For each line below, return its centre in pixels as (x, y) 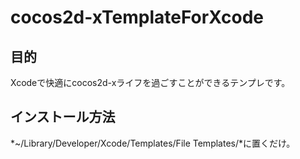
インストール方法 (63, 117)
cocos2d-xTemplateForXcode (137, 17)
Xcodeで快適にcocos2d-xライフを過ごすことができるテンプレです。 (150, 82)
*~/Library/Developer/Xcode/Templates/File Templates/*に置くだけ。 (153, 143)
